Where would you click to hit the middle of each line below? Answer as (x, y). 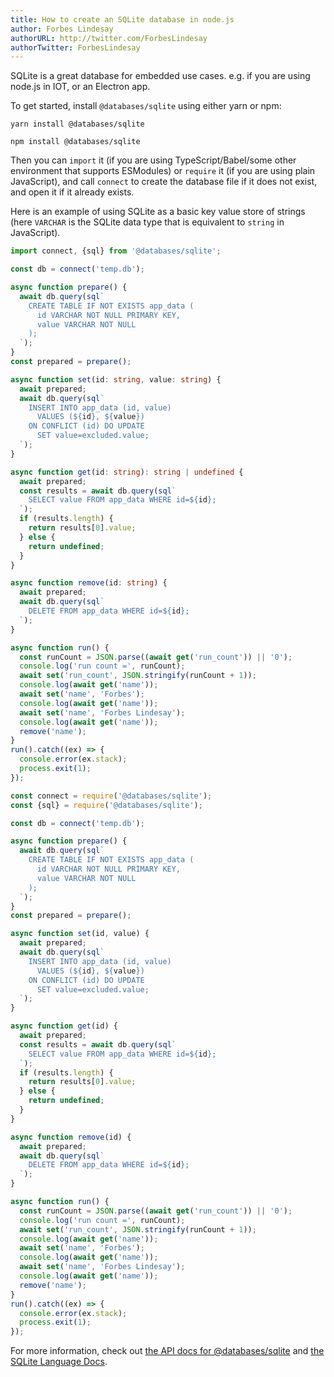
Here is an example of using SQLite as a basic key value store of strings (158, 212)
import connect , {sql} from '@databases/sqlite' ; (116, 251)
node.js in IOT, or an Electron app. (80, 87)
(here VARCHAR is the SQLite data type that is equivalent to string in (147, 222)
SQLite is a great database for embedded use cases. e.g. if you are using (160, 76)
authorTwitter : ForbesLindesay (75, 47)
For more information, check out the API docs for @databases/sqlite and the (167, 1351)
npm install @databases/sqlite (75, 142)
